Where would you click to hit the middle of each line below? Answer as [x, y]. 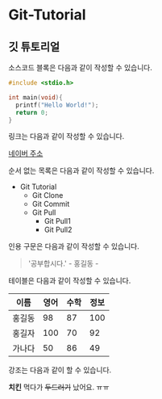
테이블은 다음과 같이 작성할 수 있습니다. [70, 281]
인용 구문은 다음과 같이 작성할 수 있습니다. [74, 246]
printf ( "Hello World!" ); [57, 105]
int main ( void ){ [35, 97]
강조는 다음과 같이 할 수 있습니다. [60, 370]
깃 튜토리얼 [34, 46]
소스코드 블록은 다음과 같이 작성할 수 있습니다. [81, 67]
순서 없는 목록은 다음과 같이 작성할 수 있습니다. [81, 170]
